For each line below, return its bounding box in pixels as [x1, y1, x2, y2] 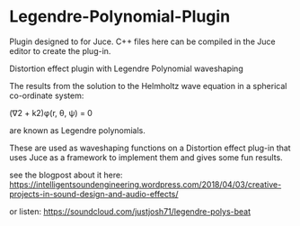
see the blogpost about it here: [9, 169, 123, 180]
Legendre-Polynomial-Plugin [9, 6, 231, 27]
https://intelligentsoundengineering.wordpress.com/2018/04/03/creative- [9, 178, 282, 190]
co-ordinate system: [9, 90, 84, 101]
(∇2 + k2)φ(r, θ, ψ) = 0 [9, 107, 93, 118]
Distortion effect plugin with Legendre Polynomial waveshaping [9, 63, 244, 74]
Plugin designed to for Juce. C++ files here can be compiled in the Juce [9, 36, 276, 47]
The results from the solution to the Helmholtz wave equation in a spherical [9, 80, 287, 91]
